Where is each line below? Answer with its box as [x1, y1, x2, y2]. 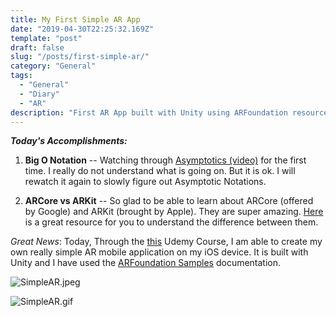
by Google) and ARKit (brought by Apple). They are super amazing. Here [24, 206, 324, 218]
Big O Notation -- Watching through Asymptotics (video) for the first [24, 154, 307, 166]
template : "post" [10, 33, 83, 43]
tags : [10, 71, 33, 81]
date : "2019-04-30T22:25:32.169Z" [10, 24, 155, 34]
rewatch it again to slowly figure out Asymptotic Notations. [24, 176, 267, 188]
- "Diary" [19, 89, 60, 99]
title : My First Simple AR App [10, 14, 141, 25]
